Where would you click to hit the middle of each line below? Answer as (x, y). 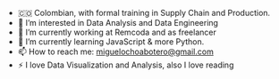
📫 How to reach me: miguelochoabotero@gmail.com (116, 51)
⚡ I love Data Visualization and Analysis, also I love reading (126, 65)
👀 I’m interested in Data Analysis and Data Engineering (118, 23)
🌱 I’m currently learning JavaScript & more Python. (111, 42)
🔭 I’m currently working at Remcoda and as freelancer (117, 32)
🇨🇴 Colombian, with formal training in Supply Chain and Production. (144, 13)
